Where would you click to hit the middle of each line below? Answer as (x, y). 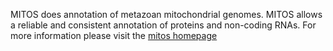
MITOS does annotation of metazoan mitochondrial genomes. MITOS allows (166, 14)
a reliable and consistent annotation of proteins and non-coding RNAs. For (163, 25)
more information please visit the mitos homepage (114, 35)
